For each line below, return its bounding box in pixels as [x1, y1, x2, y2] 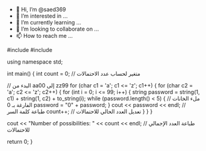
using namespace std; [7, 58, 63, 65]
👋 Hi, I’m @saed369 [15, 6, 66, 13]
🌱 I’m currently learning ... [15, 19, 82, 26]
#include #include [7, 46, 53, 53]
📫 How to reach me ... [15, 32, 73, 39]
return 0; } [7, 138, 33, 145]
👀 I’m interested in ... [15, 12, 68, 20]
